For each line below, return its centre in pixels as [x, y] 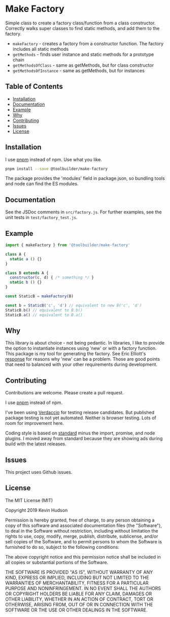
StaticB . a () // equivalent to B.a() [44, 315]
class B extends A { [27, 273]
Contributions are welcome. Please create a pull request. [64, 393]
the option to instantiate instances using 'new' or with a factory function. [81, 348]
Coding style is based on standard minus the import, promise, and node [80, 433]
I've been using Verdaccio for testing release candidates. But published [80, 413]
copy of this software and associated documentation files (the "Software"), [84, 525]
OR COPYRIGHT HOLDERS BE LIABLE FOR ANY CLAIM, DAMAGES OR [79, 594]
